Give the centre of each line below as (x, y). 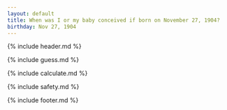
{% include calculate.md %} (47, 73)
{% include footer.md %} (43, 100)
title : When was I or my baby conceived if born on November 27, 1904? (113, 20)
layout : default (31, 14)
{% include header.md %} (44, 47)
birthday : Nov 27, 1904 (42, 26)
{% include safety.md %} (43, 87)
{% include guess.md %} (43, 60)
